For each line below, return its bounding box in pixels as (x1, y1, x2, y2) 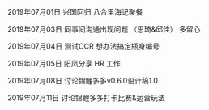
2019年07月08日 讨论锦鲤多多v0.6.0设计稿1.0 (7, 76, 159, 85)
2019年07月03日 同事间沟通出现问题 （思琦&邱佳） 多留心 (7, 24, 201, 34)
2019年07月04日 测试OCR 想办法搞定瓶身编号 (7, 41, 160, 51)
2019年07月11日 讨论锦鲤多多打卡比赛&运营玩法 (7, 93, 165, 103)
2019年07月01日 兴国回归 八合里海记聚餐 (7, 7, 143, 16)
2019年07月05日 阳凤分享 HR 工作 (7, 59, 121, 68)
